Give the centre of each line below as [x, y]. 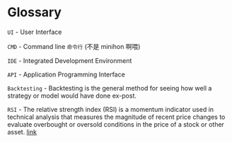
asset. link [22, 132]
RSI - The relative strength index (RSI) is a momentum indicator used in [111, 109]
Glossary [35, 12]
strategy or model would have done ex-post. [72, 96]
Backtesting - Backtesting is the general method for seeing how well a [110, 88]
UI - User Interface [35, 32]
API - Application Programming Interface [66, 74]
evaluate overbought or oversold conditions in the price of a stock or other [116, 124]
